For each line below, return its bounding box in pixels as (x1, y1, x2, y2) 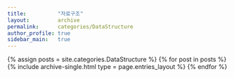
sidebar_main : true (7, 36, 71, 43)
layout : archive (7, 17, 80, 24)
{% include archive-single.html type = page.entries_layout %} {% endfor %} (7, 63, 228, 71)
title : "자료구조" (7, 10, 84, 17)
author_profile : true (7, 29, 71, 37)
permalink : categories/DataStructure (7, 23, 134, 30)
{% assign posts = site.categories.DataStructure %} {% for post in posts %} (7, 55, 227, 63)
